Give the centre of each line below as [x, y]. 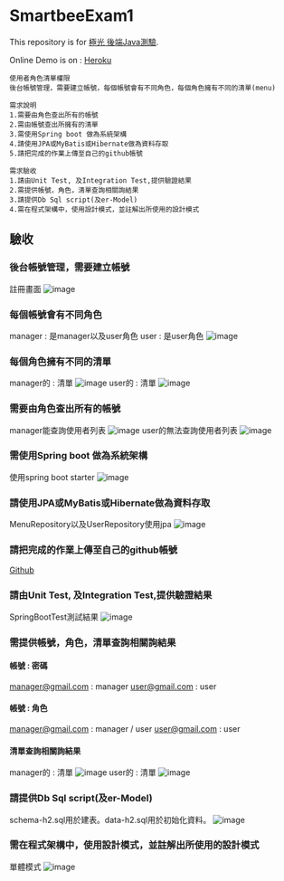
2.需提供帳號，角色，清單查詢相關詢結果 [74, 190]
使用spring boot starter [52, 477]
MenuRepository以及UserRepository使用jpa [90, 525]
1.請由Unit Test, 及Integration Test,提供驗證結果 [100, 180]
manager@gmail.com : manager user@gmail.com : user [113, 686]
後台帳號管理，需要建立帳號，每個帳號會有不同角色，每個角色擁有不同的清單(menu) [143, 88]
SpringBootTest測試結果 [54, 617]
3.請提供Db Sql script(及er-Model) [74, 200]
